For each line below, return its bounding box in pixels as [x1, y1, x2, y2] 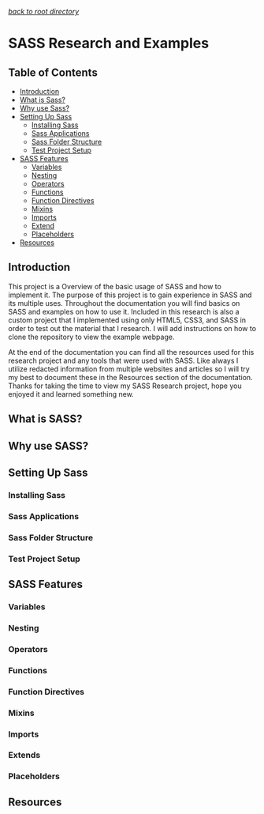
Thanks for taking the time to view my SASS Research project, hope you [8, 381, 242, 390]
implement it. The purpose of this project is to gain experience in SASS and [8, 290, 252, 300]
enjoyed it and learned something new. [8, 389, 134, 398]
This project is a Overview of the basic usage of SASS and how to [8, 281, 222, 291]
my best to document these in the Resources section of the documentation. [8, 372, 254, 382]
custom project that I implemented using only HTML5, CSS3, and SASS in [8, 315, 247, 325]
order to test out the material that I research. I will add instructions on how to [8, 323, 257, 333]
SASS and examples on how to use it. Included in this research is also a [8, 307, 240, 316]
